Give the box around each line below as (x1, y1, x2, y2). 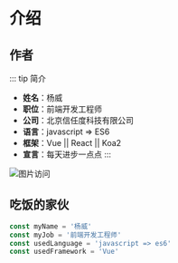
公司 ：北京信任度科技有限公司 (22, 115, 134, 125)
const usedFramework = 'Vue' (9, 247, 119, 257)
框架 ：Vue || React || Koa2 (22, 138, 122, 148)
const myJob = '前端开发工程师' (9, 230, 122, 239)
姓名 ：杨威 (22, 93, 63, 102)
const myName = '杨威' (9, 221, 92, 231)
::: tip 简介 (9, 73, 47, 83)
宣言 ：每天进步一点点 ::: (22, 149, 111, 160)
